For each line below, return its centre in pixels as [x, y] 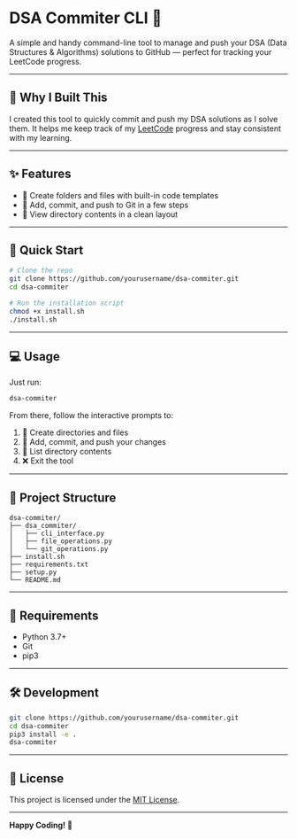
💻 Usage [34, 357]
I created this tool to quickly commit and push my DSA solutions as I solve [144, 119]
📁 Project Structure [63, 497]
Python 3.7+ [44, 636]
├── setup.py [33, 572]
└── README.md [35, 580]
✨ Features [40, 174]
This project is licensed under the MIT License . [95, 800]
